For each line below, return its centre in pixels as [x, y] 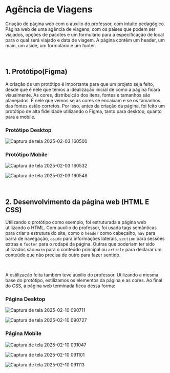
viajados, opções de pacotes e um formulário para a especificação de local [85, 34]
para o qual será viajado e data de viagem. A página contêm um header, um [85, 40]
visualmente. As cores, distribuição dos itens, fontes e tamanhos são [78, 95]
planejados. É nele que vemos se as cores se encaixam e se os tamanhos [83, 100]
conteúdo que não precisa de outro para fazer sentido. [63, 255]
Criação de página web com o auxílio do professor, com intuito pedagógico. [85, 24]
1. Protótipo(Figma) [36, 72]
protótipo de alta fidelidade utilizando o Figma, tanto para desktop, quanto [84, 111]
